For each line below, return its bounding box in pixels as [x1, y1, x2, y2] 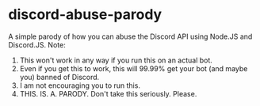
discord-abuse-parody [8, 6, 162, 24]
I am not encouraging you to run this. [19, 81, 141, 90]
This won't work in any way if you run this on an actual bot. [19, 55, 212, 65]
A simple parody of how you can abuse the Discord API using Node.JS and [8, 32, 253, 41]
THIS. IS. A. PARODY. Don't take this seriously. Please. [19, 89, 197, 98]
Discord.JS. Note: [8, 40, 66, 49]
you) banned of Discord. [19, 72, 100, 81]
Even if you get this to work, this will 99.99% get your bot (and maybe [19, 63, 248, 73]
